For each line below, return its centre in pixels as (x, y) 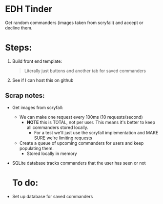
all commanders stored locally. (58, 127)
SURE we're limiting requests (63, 138)
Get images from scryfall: (38, 107)
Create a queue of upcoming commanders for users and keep (81, 143)
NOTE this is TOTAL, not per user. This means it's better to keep (91, 122)
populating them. (36, 148)
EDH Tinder (29, 9)
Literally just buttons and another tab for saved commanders (85, 71)
